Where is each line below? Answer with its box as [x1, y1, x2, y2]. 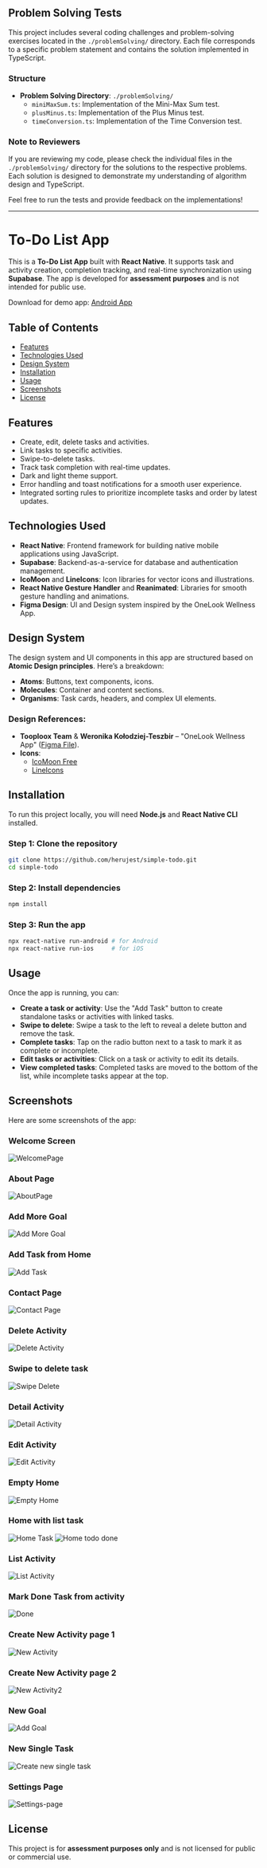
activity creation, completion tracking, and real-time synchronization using [8, 265, 252, 275]
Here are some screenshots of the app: [8, 1115, 137, 1124]
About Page [8, 1173, 55, 1184]
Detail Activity [8, 1401, 65, 1412]
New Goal [8, 1705, 47, 1716]
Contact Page [8, 1287, 62, 1298]
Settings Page [8, 1781, 64, 1792]
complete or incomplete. [19, 1046, 100, 1055]
